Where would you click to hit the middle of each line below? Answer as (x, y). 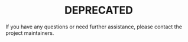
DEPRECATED (99, 10)
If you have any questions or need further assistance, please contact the (94, 27)
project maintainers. (30, 33)
